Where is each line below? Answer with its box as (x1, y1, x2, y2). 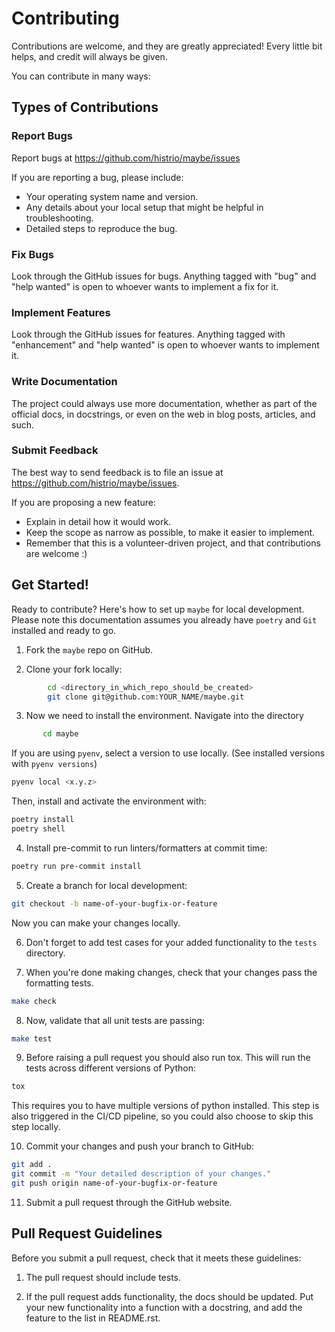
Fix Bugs (11, 247, 54, 261)
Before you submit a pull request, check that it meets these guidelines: (11, 1252, 302, 1264)
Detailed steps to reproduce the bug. (25, 222, 178, 234)
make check (11, 996, 57, 1006)
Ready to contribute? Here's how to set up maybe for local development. (11, 603, 305, 615)
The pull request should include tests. (25, 1271, 182, 1283)
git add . (11, 1160, 53, 1170)
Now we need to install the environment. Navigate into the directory (25, 710, 304, 722)
